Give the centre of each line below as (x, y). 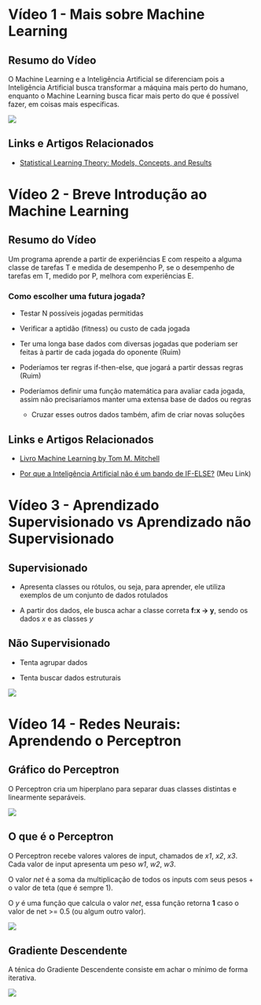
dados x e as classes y (56, 619)
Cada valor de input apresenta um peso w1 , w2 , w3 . (92, 864)
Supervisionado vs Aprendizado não (130, 522)
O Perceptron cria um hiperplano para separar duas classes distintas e (123, 789)
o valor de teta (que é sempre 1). (61, 888)
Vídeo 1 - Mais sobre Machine (107, 15)
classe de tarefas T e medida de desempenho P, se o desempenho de (121, 267)
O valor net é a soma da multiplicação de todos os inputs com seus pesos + (131, 879)
